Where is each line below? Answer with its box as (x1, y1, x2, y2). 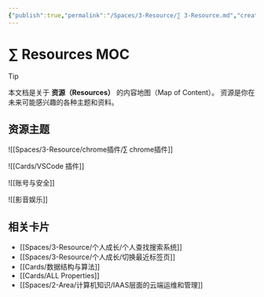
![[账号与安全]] (8, 178, 55, 188)
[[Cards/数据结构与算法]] (19, 262, 101, 272)
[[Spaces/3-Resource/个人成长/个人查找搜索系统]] (19, 243, 182, 252)
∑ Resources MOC (8, 45, 130, 63)
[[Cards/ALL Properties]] (19, 271, 100, 280)
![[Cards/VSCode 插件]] (8, 162, 85, 171)
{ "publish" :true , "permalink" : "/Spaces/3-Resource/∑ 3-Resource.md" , (8, 11, 237, 20)
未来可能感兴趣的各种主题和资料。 (8, 97, 119, 107)
